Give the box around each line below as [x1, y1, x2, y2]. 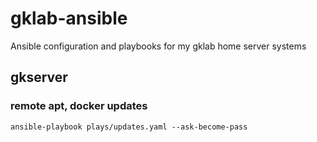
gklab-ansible [10, 7, 128, 30]
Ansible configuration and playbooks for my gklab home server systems [10, 40, 307, 52]
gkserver [10, 69, 68, 86]
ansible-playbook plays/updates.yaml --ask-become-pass [10, 122, 248, 132]
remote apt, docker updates [10, 99, 148, 113]
